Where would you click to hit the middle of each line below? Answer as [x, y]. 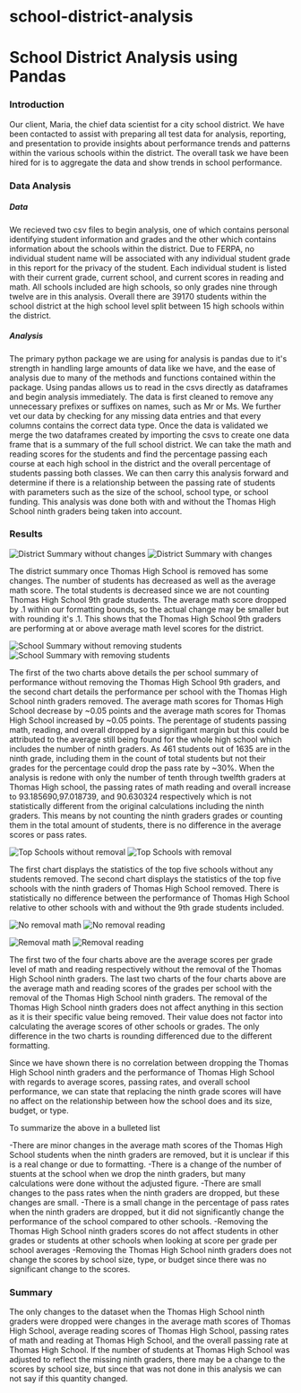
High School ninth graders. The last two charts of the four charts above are [148, 979]
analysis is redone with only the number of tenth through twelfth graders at [148, 777]
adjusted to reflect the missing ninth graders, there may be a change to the [147, 1360]
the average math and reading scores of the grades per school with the [141, 988]
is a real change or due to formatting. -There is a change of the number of [146, 1164]
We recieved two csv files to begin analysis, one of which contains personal [149, 230]
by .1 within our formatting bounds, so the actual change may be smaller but [149, 609]
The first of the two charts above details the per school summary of [134, 672]
